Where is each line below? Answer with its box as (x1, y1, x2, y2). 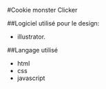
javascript (17, 74, 45, 82)
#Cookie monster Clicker (7, 6, 78, 14)
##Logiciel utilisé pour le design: (7, 19, 100, 27)
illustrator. (17, 32, 46, 41)
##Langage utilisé (7, 46, 59, 54)
